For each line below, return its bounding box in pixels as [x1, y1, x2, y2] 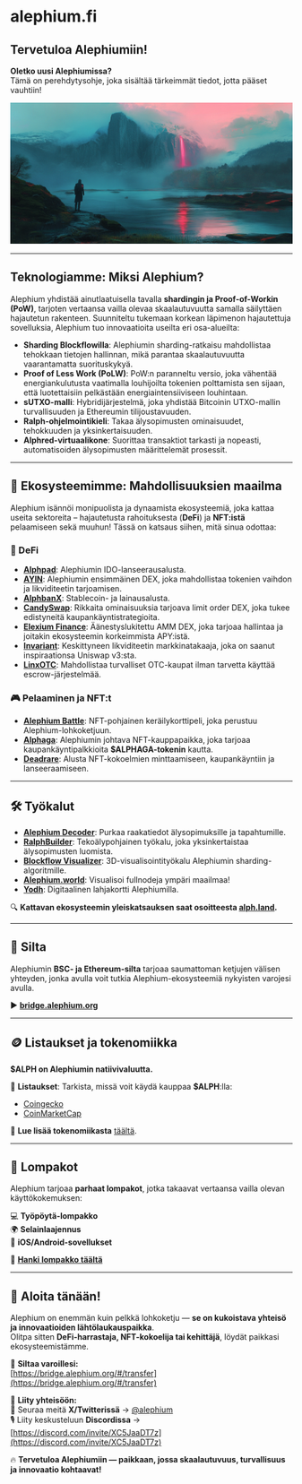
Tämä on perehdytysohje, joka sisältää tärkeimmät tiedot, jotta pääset [10, 75, 268, 86]
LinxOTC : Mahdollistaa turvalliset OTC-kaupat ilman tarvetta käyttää [22, 659, 276, 669]
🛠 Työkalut [10, 798, 75, 814]
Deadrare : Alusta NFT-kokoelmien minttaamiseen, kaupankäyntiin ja [22, 754, 275, 764]
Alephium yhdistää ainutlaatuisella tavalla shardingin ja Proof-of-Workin [10, 293, 279, 304]
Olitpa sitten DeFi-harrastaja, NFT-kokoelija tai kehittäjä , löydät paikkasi [10, 1332, 280, 1342]
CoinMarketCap [22, 1108, 82, 1118]
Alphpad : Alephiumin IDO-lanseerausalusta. [22, 564, 186, 574]
